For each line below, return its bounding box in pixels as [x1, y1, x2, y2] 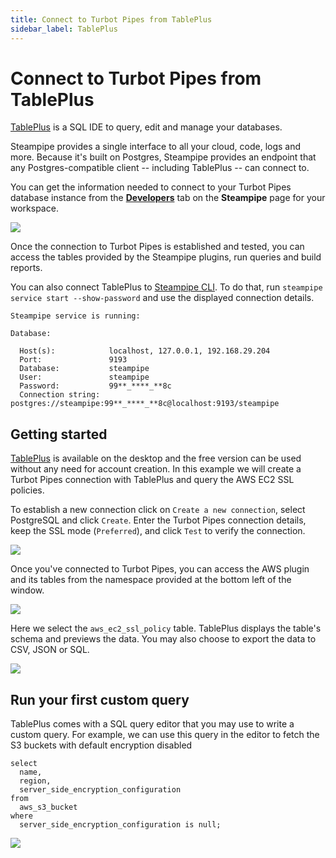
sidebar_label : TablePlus [10, 24, 118, 34]
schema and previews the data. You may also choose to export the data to [10, 633, 317, 645]
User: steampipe [19, 372, 150, 383]
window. [10, 584, 45, 596]
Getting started [10, 426, 108, 443]
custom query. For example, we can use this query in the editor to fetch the [10, 729, 320, 741]
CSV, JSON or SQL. [10, 644, 90, 656]
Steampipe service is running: [10, 311, 141, 321]
